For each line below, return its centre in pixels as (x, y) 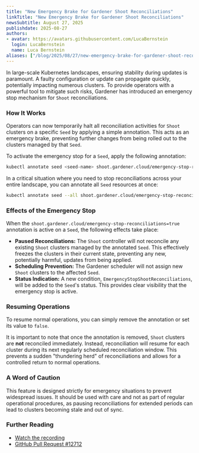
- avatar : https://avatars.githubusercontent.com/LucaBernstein (87, 39)
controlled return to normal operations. (53, 363)
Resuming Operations (38, 306)
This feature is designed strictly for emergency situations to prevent (89, 390)
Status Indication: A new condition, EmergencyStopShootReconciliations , (103, 279)
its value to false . (28, 326)
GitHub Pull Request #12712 (48, 444)
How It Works (26, 113)
